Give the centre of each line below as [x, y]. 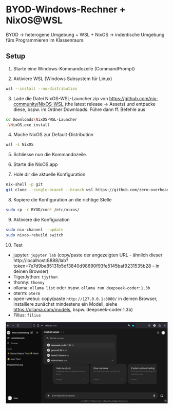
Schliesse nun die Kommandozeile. [50, 155]
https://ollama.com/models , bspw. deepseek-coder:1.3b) [73, 309]
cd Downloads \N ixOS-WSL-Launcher [42, 119]
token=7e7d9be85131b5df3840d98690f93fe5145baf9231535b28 [82, 266]
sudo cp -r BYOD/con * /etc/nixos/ [43, 210]
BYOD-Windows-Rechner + [66, 10]
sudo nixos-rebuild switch [35, 235]
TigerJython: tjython [35, 276]
